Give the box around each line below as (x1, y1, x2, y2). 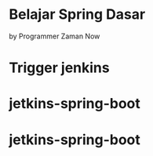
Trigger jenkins (9, 59, 110, 77)
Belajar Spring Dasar (9, 5, 146, 24)
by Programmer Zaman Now (9, 31, 100, 41)
